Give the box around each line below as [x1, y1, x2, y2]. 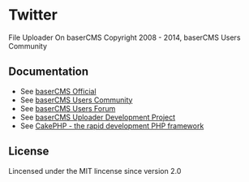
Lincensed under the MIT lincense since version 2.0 [8, 166, 182, 175]
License [8, 145, 49, 158]
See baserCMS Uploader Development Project [19, 112, 176, 122]
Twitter [8, 6, 58, 24]
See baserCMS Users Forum [19, 103, 116, 113]
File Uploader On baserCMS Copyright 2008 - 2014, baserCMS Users [8, 32, 241, 42]
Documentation [8, 65, 89, 79]
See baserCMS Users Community [19, 95, 133, 105]
